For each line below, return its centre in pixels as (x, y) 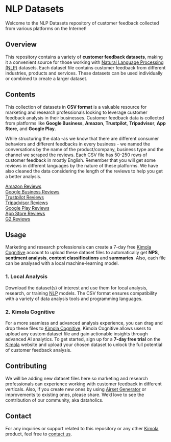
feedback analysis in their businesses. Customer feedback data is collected (85, 117)
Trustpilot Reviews (25, 197)
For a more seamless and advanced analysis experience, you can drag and (84, 323)
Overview (21, 45)
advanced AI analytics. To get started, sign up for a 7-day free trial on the (83, 339)
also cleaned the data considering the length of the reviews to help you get (84, 171)
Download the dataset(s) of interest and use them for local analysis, (77, 288)
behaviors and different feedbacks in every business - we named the (78, 144)
